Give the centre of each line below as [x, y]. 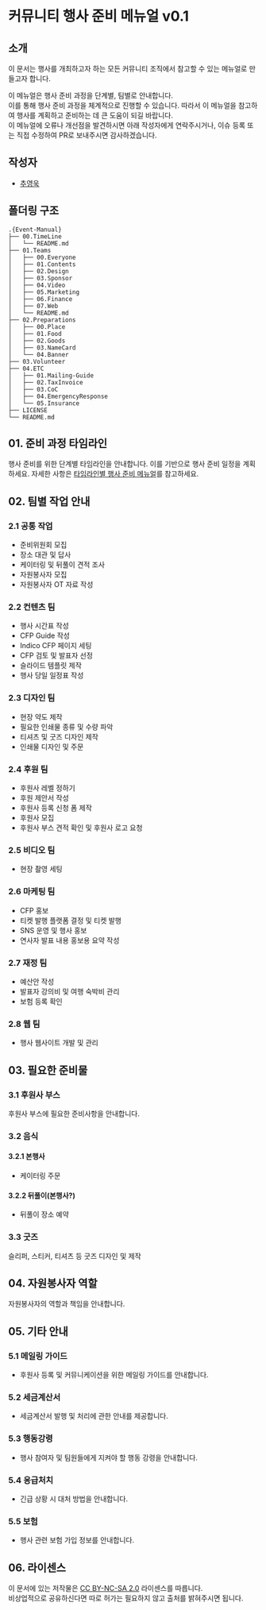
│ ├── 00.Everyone [42, 257]
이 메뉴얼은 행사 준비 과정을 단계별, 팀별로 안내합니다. [91, 95]
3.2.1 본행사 [27, 1156]
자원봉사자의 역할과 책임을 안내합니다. [67, 1304]
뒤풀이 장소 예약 [44, 1214]
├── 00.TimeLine [35, 236]
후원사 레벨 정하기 [47, 788]
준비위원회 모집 [43, 545]
